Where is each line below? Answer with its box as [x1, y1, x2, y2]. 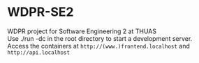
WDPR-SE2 [7, 4, 74, 20]
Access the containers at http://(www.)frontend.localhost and [7, 42, 191, 50]
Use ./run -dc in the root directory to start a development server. [7, 34, 193, 42]
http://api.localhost [7, 49, 71, 56]
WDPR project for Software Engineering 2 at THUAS [7, 27, 157, 35]
